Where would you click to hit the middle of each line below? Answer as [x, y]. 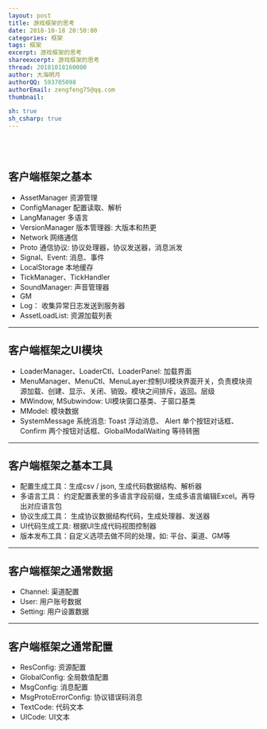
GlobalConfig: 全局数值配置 [64, 677]
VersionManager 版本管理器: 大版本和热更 [88, 227]
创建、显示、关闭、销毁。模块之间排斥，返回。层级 [131, 391]
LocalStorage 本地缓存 [56, 267]
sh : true [23, 111]
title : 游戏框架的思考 [42, 23]
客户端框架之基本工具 [60, 466]
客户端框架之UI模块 [56, 351]
